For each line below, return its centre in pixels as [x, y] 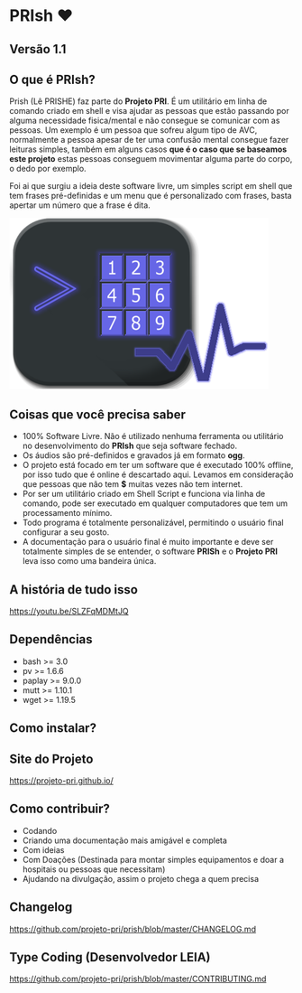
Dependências [51, 639]
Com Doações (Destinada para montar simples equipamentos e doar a [153, 859]
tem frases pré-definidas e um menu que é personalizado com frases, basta [151, 196]
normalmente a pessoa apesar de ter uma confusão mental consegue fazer [149, 140]
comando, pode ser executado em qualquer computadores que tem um [155, 503]
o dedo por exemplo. [48, 169]
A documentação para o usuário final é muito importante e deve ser [148, 542]
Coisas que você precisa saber [98, 414]
